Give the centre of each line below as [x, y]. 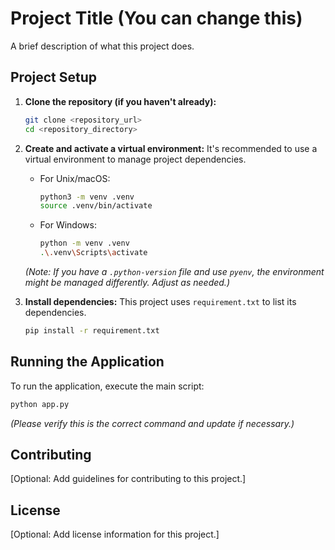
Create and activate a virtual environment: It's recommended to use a [171, 148]
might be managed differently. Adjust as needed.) [127, 282]
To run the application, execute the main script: [107, 386]
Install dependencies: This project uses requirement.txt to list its [160, 301]
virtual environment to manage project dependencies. [135, 159]
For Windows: [68, 225]
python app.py [40, 404]
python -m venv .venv [84, 243]
